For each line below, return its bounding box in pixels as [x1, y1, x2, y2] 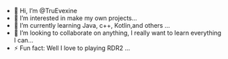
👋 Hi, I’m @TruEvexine [13, 7, 78, 15]
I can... [13, 36, 33, 44]
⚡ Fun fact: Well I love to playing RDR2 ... [13, 44, 131, 52]
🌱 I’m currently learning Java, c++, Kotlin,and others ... [13, 22, 170, 29]
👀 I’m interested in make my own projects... [13, 14, 138, 22]
